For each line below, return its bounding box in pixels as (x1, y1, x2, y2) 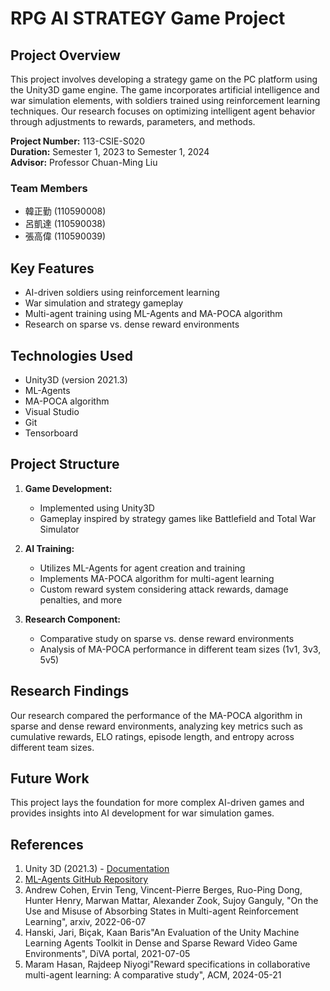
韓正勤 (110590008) (24, 205, 107, 217)
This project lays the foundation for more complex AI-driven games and (10, 797, 305, 809)
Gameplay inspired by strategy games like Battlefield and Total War (39, 512, 317, 524)
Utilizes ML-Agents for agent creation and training (39, 562, 246, 574)
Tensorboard (24, 427, 79, 439)
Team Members (10, 181, 88, 195)
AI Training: (24, 542, 75, 554)
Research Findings (10, 683, 130, 700)
